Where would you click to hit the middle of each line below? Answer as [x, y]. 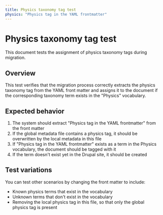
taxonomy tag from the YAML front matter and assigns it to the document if [81, 90]
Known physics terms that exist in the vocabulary [62, 191]
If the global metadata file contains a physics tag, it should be [75, 133]
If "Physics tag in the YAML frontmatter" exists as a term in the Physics [84, 144]
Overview [20, 73]
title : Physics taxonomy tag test [41, 10]
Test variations [29, 170]
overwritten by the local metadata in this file [57, 139]
